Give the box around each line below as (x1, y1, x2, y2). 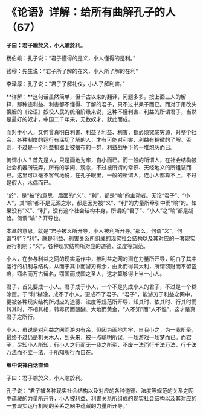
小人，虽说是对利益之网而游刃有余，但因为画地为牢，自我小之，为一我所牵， (6, 326, 197, 333)
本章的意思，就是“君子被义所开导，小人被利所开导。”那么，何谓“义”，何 (6, 227, 182, 234)
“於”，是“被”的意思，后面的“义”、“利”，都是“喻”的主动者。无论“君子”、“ (6, 191, 185, 199)
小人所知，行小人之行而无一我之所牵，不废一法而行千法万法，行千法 (27, 341, 197, 348)
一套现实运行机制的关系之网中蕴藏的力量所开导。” (6, 402, 128, 409)
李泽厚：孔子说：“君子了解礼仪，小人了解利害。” (6, 80, 125, 87)
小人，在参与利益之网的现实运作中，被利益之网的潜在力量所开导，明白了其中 (6, 255, 197, 262)
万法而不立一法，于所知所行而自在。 (6, 348, 97, 356)
